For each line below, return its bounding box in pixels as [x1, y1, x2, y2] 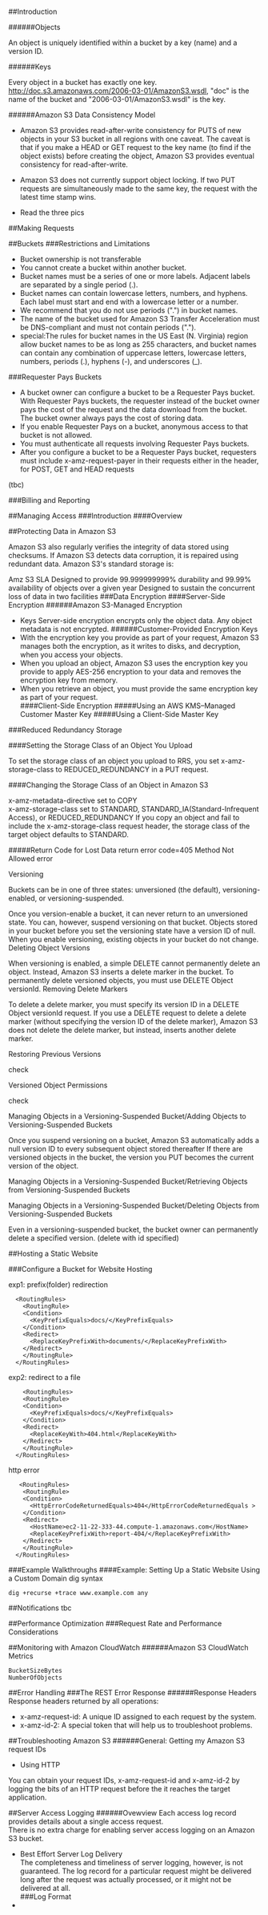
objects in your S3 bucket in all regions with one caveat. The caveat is [19, 134, 250, 144]
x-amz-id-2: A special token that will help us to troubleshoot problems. [19, 1720, 253, 1730]
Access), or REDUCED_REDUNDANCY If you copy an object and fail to [8, 813, 240, 822]
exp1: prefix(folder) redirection [8, 1280, 108, 1289]
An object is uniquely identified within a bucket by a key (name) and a [8, 38, 238, 47]
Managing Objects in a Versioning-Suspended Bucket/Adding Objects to [8, 1111, 246, 1121]
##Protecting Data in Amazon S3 [8, 527, 117, 536]
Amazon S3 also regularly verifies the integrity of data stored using [8, 542, 230, 552]
